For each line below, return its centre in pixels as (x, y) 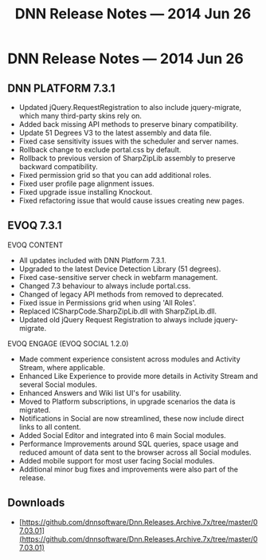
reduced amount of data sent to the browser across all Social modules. (135, 452)
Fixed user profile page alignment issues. (86, 183)
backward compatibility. (58, 167)
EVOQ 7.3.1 (35, 225)
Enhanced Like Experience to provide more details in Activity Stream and (138, 376)
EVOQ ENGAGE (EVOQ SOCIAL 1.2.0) (68, 343)
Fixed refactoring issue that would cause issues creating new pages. (131, 201)
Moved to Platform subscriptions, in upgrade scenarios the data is (127, 401)
